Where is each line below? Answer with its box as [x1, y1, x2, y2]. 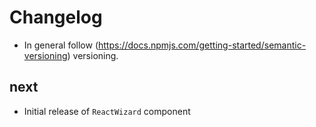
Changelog [9, 6, 103, 29]
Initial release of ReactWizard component [23, 105, 191, 117]
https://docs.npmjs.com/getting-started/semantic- [98, 39, 307, 51]
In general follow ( [23, 39, 99, 51]
